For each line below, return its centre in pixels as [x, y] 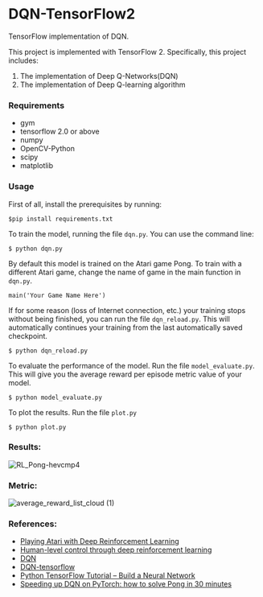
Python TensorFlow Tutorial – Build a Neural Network [107, 575]
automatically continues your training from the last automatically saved [125, 327]
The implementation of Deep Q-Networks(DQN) [99, 76]
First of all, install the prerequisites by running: [85, 204]
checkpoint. [28, 336]
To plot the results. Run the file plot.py [73, 412]
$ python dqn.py [35, 249]
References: [33, 524]
